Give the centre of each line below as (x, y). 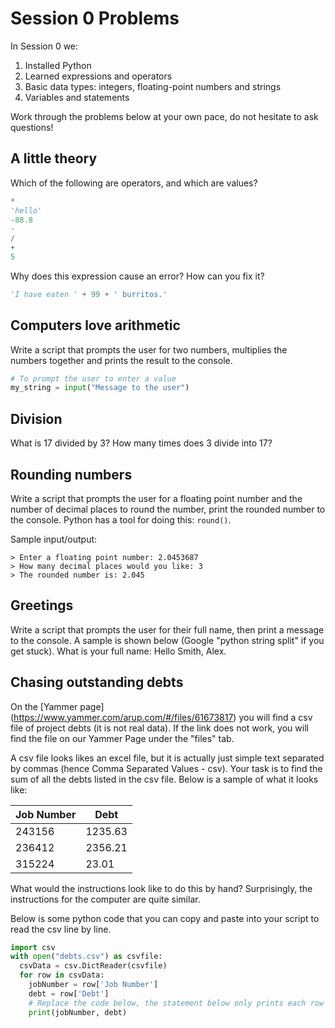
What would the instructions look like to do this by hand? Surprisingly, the (161, 888)
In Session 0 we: (44, 46)
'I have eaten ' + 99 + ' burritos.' (89, 294)
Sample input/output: (54, 539)
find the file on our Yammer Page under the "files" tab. (122, 738)
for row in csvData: (62, 975)
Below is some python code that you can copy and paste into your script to (165, 918)
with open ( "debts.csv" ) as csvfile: (86, 957)
